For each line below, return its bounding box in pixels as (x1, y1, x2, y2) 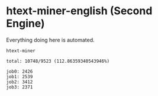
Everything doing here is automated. (6, 36, 95, 43)
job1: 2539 (6, 73, 33, 79)
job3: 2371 (6, 84, 33, 90)
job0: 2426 (6, 68, 33, 75)
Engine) (6, 17, 46, 30)
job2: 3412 (6, 79, 33, 85)
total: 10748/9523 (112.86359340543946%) (6, 58, 110, 64)
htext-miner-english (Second (6, 4, 153, 18)
